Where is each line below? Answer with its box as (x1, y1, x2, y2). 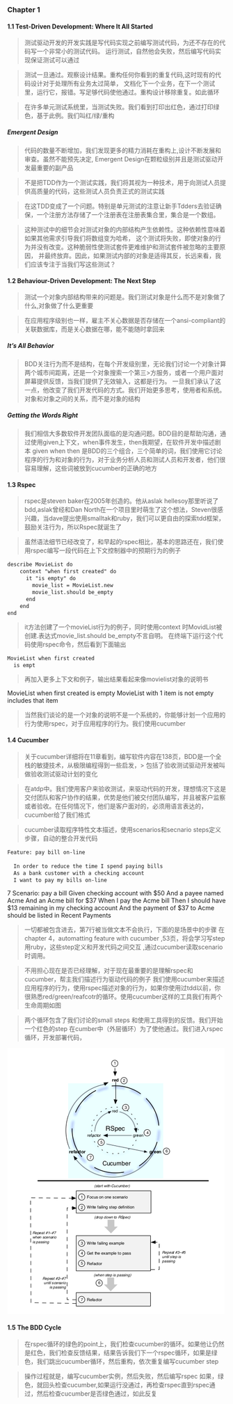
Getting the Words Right (7, 410, 79, 419)
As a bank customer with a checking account (13, 870, 145, 877)
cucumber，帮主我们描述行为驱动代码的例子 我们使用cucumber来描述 (24, 975, 225, 983)
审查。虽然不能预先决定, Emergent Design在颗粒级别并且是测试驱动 (24, 155, 218, 163)
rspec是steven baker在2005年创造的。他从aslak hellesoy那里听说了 (24, 497, 219, 505)
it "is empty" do (25, 575, 77, 582)
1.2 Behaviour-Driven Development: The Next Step (7, 276, 156, 285)
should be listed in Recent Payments (7, 911, 111, 919)
